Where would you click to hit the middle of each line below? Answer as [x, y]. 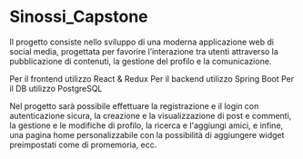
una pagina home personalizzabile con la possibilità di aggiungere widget [147, 134]
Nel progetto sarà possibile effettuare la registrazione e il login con [134, 105]
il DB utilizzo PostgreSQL [56, 88]
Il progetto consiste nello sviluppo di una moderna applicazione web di [142, 42]
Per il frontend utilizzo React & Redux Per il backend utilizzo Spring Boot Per [152, 78]
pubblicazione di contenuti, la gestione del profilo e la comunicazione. [141, 61]
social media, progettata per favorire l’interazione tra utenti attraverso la [144, 51]
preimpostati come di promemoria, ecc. [83, 144]
